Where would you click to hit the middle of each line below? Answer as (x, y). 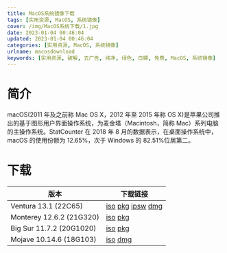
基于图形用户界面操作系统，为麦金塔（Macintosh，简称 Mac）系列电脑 (119, 123)
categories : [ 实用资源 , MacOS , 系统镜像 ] (63, 45)
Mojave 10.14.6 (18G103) (54, 239)
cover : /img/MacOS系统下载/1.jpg (53, 26)
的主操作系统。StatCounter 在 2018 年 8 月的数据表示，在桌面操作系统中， (112, 132)
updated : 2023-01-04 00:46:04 (50, 39)
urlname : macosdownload (41, 52)
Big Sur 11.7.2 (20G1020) (53, 228)
